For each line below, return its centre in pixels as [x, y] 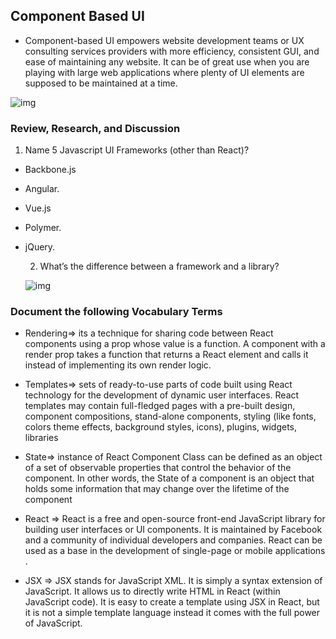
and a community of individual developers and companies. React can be [173, 540]
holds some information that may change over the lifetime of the [157, 489]
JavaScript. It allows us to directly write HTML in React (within [152, 591]
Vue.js [38, 208]
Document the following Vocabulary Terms [116, 312]
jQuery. [40, 247]
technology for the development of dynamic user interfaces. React [162, 395]
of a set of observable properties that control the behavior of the [158, 468]
